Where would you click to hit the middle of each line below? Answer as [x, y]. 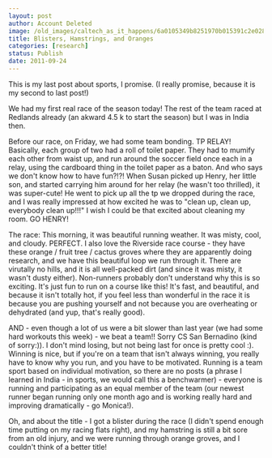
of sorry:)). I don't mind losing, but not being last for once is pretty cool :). [131, 345]
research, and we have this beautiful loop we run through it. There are [125, 260]
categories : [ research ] [49, 46]
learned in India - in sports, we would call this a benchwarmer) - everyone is [136, 379]
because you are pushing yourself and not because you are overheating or [133, 303]
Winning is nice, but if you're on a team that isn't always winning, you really [134, 353]
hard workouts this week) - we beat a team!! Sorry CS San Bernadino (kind [133, 336]
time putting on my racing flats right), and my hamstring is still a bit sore [128, 430]
